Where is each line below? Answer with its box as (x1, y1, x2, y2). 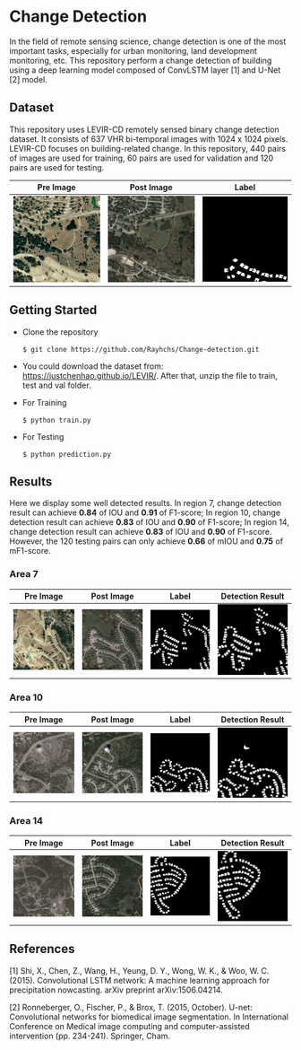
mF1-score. (9, 546, 51, 556)
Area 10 (9, 691, 43, 704)
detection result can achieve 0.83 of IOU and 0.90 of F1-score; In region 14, (9, 517, 289, 528)
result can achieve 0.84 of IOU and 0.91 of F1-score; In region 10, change (9, 507, 280, 518)
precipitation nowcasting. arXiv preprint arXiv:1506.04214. (9, 984, 224, 995)
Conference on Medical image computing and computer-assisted (9, 1020, 251, 1031)
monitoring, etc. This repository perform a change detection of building (9, 55, 272, 66)
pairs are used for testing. (9, 162, 105, 172)
